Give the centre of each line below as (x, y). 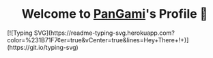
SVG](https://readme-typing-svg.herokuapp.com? (104, 33)
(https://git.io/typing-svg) (43, 47)
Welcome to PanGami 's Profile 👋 (115, 14)
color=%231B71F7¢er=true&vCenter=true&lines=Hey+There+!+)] (98, 40)
